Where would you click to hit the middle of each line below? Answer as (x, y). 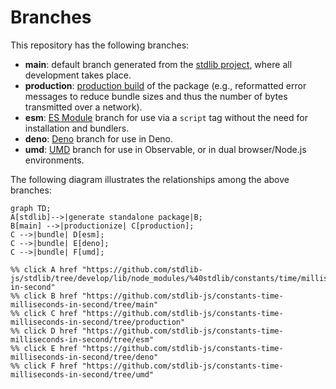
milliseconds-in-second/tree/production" (98, 322)
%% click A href (44, 269)
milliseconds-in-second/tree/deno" (84, 357)
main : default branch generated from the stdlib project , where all (158, 64)
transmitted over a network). (83, 107)
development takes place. (78, 75)
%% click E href (44, 348)
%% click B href (44, 296)
